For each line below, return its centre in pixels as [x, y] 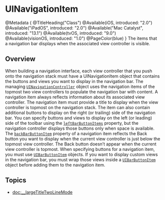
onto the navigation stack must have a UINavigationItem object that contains [82, 76]
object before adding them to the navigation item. [55, 165]
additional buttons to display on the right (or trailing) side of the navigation [80, 113]
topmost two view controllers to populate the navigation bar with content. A [82, 91]
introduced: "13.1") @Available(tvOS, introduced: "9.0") [61, 33]
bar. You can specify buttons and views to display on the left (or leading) [79, 118]
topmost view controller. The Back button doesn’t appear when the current [81, 144]
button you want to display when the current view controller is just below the [83, 139]
